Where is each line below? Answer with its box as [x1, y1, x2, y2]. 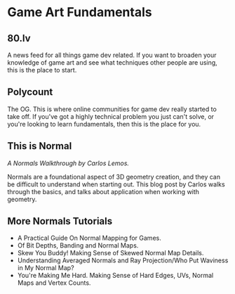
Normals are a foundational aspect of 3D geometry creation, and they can [7, 172, 221, 181]
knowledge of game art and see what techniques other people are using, [7, 58, 217, 67]
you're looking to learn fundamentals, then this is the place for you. [7, 120, 201, 128]
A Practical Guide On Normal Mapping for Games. [17, 234, 161, 243]
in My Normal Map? [17, 264, 75, 272]
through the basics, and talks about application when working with [7, 187, 200, 196]
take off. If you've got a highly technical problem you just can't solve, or [7, 112, 215, 120]
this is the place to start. [7, 66, 77, 74]
